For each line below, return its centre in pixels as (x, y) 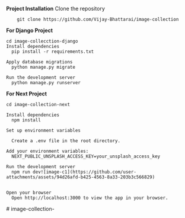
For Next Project (27, 94)
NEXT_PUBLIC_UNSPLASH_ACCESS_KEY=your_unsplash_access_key (86, 156)
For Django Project (30, 30)
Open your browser (29, 193)
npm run (21, 172)
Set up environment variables (44, 130)
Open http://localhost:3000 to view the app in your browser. (90, 198)
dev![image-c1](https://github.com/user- (84, 172)
